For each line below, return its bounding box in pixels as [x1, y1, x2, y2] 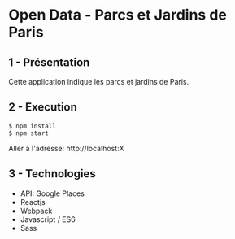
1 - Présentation [8, 55, 90, 69]
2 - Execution [8, 100, 77, 115]
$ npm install [8, 122, 57, 130]
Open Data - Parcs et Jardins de [8, 6, 228, 24]
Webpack [20, 206, 53, 215]
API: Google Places [20, 189, 85, 198]
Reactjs [20, 197, 46, 206]
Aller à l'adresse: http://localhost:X [8, 143, 124, 153]
